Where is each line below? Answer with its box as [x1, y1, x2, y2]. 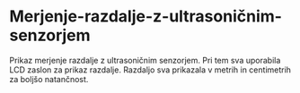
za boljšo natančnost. [9, 73, 89, 84]
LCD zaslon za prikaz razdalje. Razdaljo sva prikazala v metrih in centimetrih [9, 64, 292, 75]
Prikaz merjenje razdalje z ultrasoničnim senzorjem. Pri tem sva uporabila [9, 55, 281, 65]
